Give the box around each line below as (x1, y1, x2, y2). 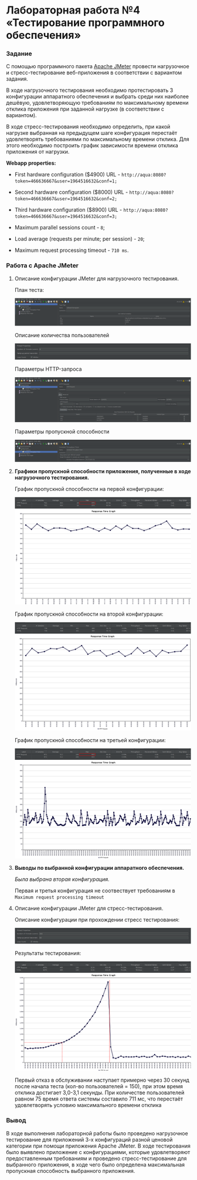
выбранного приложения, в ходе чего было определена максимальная (6, 1161, 185, 1168)
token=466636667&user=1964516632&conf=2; (14, 196, 117, 202)
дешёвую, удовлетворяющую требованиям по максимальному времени (6, 99, 189, 107)
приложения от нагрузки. (6, 148, 70, 155)
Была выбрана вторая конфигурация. (14, 875, 110, 883)
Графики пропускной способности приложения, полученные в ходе (14, 468, 191, 475)
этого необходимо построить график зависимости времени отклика (6, 142, 179, 149)
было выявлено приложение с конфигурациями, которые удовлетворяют (6, 1148, 191, 1155)
